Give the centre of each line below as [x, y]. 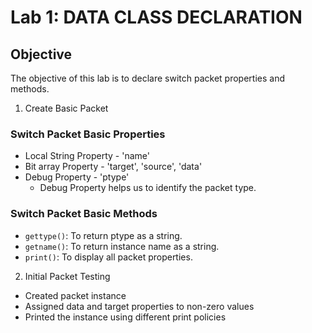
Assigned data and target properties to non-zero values [139, 306]
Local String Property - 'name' [87, 156]
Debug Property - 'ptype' [77, 177]
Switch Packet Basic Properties [88, 134]
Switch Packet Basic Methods [84, 214]
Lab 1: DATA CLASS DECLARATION [156, 17]
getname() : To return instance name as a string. [122, 246]
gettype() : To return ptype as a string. [103, 235]
